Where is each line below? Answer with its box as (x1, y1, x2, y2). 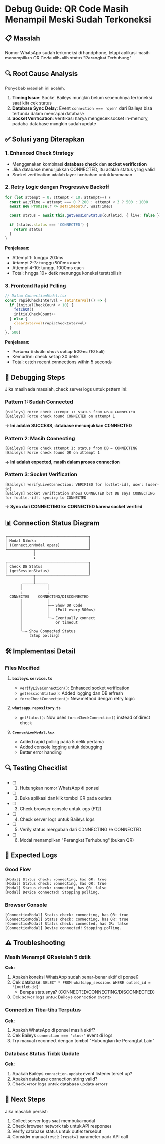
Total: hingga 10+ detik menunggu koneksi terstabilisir (12, 270, 122, 276)
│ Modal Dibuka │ (5, 538, 91, 544)
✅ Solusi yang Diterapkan (5, 135, 85, 144)
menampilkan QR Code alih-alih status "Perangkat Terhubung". (5, 55, 133, 60)
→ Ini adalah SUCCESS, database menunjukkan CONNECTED (5, 422, 132, 428)
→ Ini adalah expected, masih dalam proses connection (5, 459, 120, 465)
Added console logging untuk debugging (19, 744, 103, 750)
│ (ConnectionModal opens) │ (5, 543, 91, 548)
